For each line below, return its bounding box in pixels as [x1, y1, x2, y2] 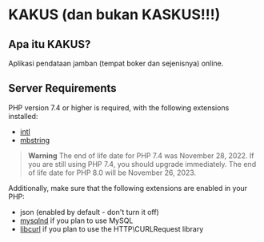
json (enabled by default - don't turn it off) [19, 207, 160, 216]
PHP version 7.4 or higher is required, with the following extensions [8, 102, 230, 113]
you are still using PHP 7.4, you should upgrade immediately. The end [27, 159, 257, 169]
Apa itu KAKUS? [8, 38, 91, 51]
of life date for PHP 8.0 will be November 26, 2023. [27, 168, 197, 177]
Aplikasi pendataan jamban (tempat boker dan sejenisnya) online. [8, 58, 224, 68]
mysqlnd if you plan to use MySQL [19, 216, 134, 225]
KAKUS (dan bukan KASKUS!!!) [8, 6, 221, 24]
